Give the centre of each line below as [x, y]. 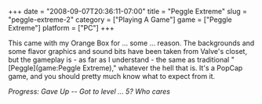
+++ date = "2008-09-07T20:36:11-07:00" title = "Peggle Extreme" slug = [128, 11]
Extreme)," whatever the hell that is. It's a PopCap [162, 68]
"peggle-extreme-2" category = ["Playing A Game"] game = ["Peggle [120, 20]
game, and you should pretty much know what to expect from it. [112, 76]
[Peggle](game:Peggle [44, 68]
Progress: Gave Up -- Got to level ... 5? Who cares [89, 91]
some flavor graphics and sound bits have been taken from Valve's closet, [128, 51]
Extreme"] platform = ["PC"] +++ [62, 28]
